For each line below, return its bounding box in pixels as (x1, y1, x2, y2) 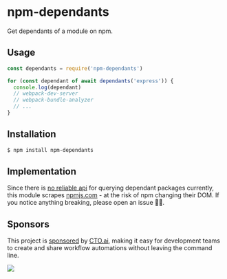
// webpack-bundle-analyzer (13, 97, 94, 104)
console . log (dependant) (13, 84, 81, 91)
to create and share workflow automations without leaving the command (7, 244, 213, 252)
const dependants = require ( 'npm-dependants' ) (7, 65, 143, 72)
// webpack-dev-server (13, 90, 78, 97)
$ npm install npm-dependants (7, 146, 94, 153)
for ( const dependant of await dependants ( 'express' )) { (7, 77, 174, 85)
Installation (7, 129, 56, 140)
